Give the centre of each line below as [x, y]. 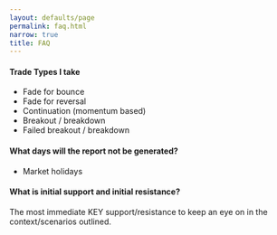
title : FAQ [30, 43]
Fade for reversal [54, 101]
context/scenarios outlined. [60, 221]
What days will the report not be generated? [94, 151]
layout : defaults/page [52, 18]
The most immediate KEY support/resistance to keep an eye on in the [139, 211]
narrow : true [34, 34]
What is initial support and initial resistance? [95, 192]
